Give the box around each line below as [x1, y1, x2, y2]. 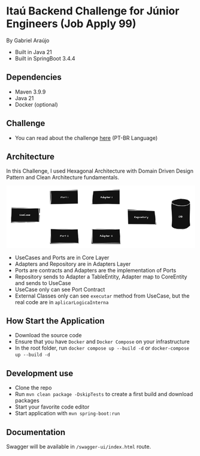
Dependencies [6, 72, 62, 82]
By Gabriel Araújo [6, 37, 50, 44]
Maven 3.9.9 [14, 88, 46, 95]
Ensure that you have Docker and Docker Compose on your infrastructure [14, 338, 190, 346]
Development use [6, 368, 74, 379]
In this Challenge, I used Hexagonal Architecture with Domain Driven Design [6, 167, 193, 175]
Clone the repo [14, 384, 52, 391]
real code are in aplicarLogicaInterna [14, 298, 109, 305]
